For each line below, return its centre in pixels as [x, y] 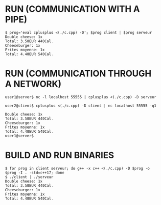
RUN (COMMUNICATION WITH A [73, 9]
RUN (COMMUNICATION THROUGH [78, 73]
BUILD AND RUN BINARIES [59, 155]
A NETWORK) [33, 84]
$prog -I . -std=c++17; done [35, 173]
